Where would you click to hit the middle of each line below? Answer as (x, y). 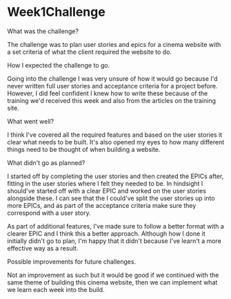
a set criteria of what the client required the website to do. (90, 52)
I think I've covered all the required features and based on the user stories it (115, 135)
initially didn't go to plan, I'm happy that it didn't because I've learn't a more (114, 241)
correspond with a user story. (49, 213)
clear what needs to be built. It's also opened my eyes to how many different (116, 142)
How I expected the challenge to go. (59, 65)
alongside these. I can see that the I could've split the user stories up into (111, 198)
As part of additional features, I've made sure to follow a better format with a (115, 226)
